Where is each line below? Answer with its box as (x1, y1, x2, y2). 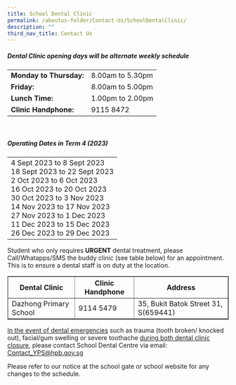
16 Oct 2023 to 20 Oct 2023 (11, 184, 107, 194)
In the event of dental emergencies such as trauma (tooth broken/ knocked (7, 326, 224, 334)
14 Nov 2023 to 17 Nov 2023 (11, 202, 110, 211)
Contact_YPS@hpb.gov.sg (7, 348, 84, 357)
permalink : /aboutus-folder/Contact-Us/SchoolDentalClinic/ (7, 17, 188, 24)
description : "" (7, 23, 55, 30)
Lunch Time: (11, 93, 54, 103)
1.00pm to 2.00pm (91, 93, 154, 103)
